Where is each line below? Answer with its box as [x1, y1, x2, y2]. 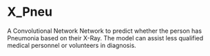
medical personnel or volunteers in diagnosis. [7, 41, 136, 49]
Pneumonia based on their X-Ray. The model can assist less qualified [7, 33, 204, 42]
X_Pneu [7, 4, 53, 20]
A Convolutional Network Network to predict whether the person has [7, 27, 202, 35]
